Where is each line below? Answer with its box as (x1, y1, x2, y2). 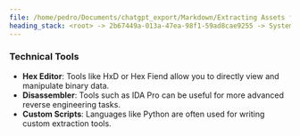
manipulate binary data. (21, 80, 110, 91)
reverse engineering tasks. (21, 99, 121, 109)
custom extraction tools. (21, 117, 112, 129)
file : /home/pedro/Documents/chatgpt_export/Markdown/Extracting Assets (9, 12, 286, 22)
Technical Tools (9, 51, 79, 63)
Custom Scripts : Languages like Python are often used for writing (21, 108, 265, 119)
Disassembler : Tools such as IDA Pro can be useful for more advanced (21, 90, 284, 100)
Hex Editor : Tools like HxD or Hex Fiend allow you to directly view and (21, 70, 279, 81)
